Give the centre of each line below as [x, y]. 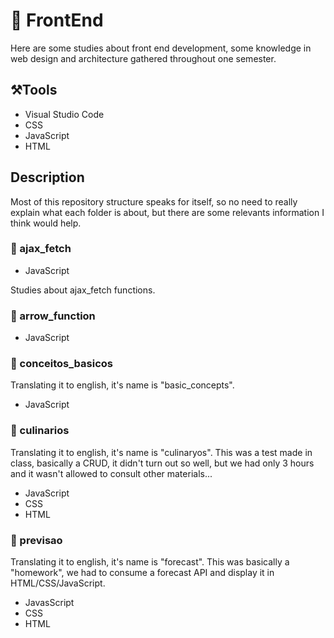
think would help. [46, 223]
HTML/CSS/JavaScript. [58, 583]
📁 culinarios [40, 431]
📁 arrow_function [53, 316]
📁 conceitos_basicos [62, 364]
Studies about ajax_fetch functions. [83, 290]
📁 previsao [36, 540]
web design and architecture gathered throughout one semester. [143, 58]
